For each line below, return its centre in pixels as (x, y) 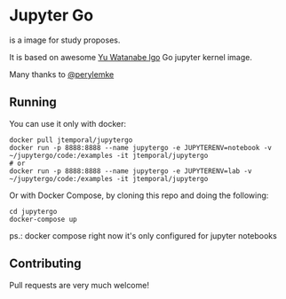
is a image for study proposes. (65, 40)
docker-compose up (43, 219)
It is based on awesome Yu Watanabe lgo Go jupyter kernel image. (131, 57)
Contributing (45, 264)
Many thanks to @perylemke (62, 74)
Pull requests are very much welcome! (79, 285)
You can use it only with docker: (68, 123)
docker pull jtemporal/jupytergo (71, 140)
